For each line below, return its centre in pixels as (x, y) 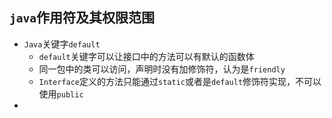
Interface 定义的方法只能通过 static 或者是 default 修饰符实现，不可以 (180, 81)
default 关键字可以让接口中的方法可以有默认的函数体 (146, 56)
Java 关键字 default (62, 44)
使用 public (61, 94)
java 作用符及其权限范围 (82, 18)
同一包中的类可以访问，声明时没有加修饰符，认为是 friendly (162, 69)
